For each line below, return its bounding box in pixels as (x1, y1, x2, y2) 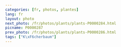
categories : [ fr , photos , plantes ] (5, 7, 79, 12)
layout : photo (5, 16, 35, 21)
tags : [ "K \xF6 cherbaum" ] (5, 35, 57, 40)
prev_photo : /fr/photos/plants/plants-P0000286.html (5, 30, 117, 35)
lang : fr (5, 12, 23, 17)
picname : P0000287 (5, 25, 43, 30)
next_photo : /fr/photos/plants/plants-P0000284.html (5, 21, 117, 26)
